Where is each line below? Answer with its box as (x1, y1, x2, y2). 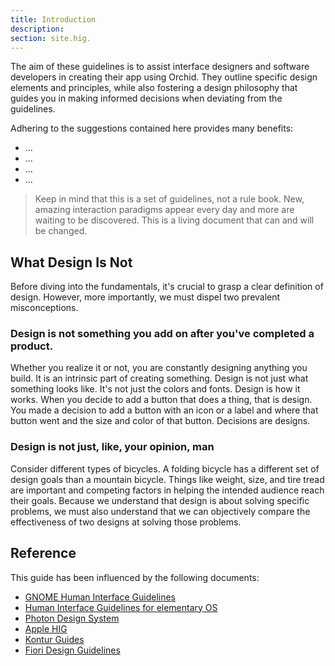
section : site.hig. (10, 33, 92, 43)
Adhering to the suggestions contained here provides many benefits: (10, 122, 294, 135)
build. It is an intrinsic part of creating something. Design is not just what (10, 372, 309, 385)
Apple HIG (24, 622, 68, 635)
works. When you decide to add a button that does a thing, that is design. (10, 394, 313, 406)
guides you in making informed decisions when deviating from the (10, 92, 283, 105)
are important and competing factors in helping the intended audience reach (10, 484, 325, 496)
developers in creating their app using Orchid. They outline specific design (10, 71, 318, 83)
